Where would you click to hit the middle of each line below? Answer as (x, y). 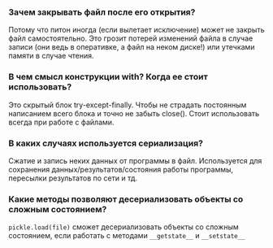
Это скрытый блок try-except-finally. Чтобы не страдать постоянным (128, 105)
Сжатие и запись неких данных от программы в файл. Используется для (135, 160)
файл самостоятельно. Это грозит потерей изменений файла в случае (131, 38)
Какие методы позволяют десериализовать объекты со (126, 199)
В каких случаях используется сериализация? (106, 143)
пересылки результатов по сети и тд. (73, 178)
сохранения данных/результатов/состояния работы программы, (121, 169)
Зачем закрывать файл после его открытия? (102, 12)
